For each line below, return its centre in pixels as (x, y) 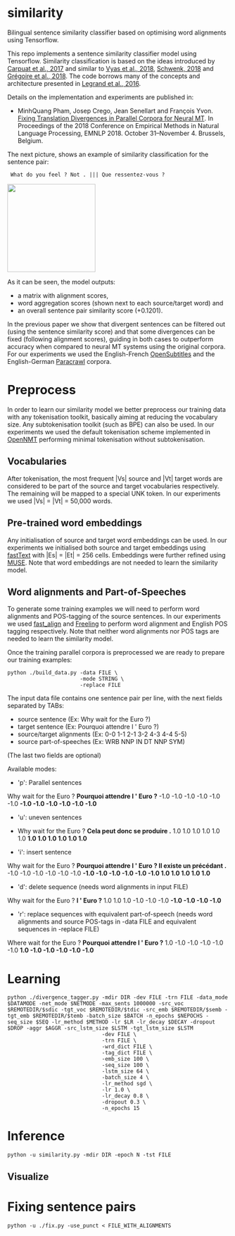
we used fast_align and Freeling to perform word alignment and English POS (118, 624)
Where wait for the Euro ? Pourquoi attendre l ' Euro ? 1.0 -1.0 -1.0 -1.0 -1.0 (115, 943)
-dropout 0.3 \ (124, 1102)
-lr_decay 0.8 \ (126, 1096)
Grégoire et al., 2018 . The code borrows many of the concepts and (104, 76)
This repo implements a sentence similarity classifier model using (102, 53)
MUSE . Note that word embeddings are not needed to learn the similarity (113, 562)
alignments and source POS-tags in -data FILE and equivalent (107, 922)
